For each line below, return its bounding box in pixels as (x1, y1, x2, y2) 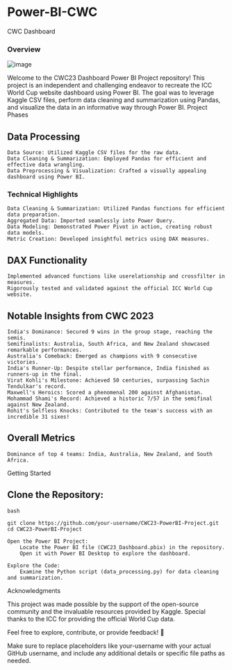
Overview (7, 44, 41, 54)
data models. (7, 230, 45, 237)
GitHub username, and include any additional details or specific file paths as (7, 648, 226, 657)
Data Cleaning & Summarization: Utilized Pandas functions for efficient (7, 206, 226, 212)
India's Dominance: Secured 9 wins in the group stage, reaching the (7, 328, 213, 335)
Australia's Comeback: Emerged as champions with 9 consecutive (7, 352, 197, 360)
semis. (7, 334, 26, 341)
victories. (7, 358, 39, 365)
